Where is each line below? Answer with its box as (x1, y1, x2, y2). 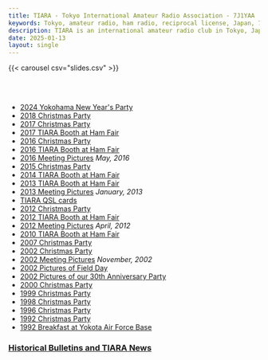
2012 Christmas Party (19, 204, 92, 213)
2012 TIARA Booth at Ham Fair (19, 213, 120, 222)
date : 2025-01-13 (8, 33, 66, 42)
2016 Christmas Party (19, 136, 92, 146)
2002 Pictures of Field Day (19, 264, 108, 273)
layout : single (8, 41, 59, 49)
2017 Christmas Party (19, 119, 91, 129)
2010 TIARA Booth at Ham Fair (19, 229, 120, 239)
